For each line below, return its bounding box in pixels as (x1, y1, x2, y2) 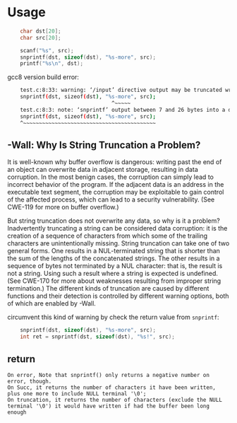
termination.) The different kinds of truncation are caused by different (7, 284, 209, 293)
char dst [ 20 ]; (20, 28, 61, 35)
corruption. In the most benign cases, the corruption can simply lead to (7, 173, 214, 181)
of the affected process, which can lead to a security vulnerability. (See (7, 195, 215, 204)
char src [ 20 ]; (20, 34, 61, 41)
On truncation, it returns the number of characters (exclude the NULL (7, 396, 222, 403)
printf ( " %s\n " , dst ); (20, 60, 83, 67)
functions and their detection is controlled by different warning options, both (7, 291, 229, 301)
